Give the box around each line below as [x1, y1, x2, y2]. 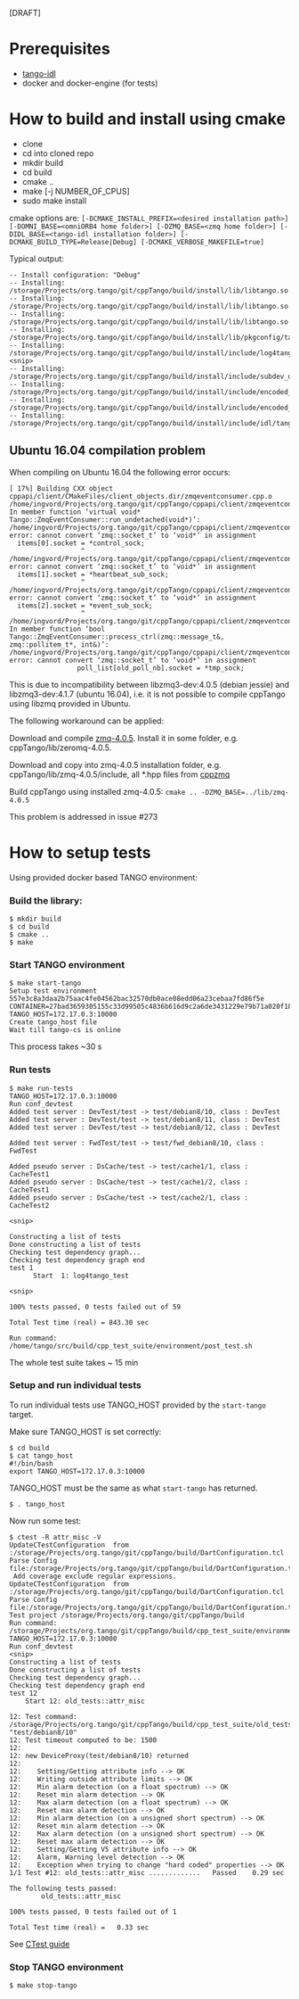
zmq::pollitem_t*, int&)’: [9, 640, 109, 649]
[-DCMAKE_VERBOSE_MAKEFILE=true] [141, 237, 265, 246]
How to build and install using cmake [9, 109, 287, 129]
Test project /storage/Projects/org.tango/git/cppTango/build [9, 1610, 245, 1620]
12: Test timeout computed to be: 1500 [9, 1735, 158, 1745]
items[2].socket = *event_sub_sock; [17, 601, 153, 610]
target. [9, 1408, 34, 1419]
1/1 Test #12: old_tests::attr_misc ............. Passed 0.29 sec [9, 1868, 285, 1877]
